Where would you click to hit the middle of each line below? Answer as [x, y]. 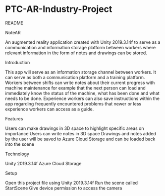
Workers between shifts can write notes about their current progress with [80, 83]
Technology [17, 154]
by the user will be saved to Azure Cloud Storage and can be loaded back [80, 139]
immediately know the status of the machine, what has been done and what [82, 93]
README [14, 23]
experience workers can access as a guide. [50, 109]
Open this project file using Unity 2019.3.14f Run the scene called [71, 183]
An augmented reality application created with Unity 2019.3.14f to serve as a [83, 42]
